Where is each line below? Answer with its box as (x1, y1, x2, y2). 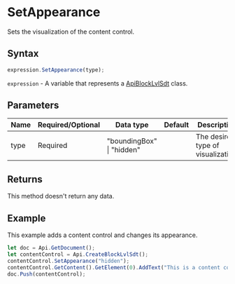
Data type (115, 120, 149, 130)
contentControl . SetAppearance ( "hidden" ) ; (7, 257, 130, 264)
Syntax (7, 48, 39, 60)
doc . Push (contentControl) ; (7, 271, 86, 278)
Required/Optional (37, 120, 100, 130)
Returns (7, 173, 43, 185)
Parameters (7, 100, 59, 111)
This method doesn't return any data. (7, 192, 115, 201)
